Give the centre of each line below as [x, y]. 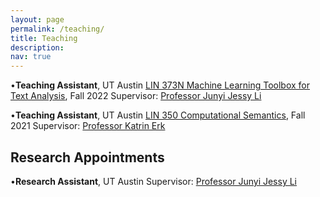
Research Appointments [87, 157]
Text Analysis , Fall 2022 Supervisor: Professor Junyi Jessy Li [136, 96]
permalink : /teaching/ [57, 29]
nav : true [31, 57]
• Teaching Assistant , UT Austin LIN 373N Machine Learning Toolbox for [160, 85]
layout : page [37, 19]
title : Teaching [44, 38]
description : [37, 47]
